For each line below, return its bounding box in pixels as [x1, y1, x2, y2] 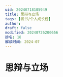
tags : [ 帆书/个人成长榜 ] [5, 16, 51, 21]
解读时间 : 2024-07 [5, 39, 40, 44]
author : [5, 21, 21, 26]
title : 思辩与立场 [5, 12, 39, 17]
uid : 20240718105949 [5, 7, 48, 12]
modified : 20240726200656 [5, 30, 58, 35]
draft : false [5, 26, 32, 31]
